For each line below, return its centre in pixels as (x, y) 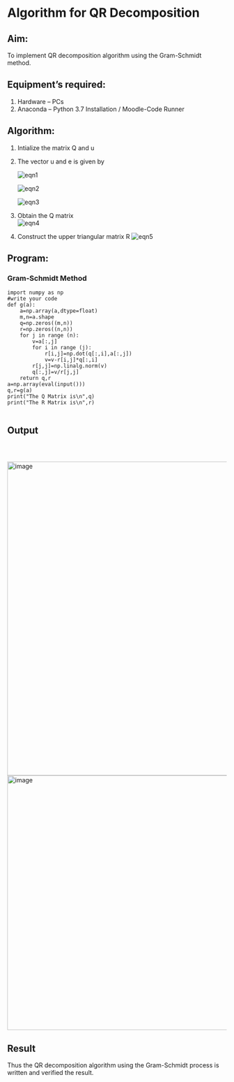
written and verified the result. (50, 1072)
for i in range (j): (62, 348)
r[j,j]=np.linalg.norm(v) (70, 366)
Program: (28, 259)
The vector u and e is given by (61, 161)
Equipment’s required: (56, 85)
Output (23, 430)
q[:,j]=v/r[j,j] (56, 372)
